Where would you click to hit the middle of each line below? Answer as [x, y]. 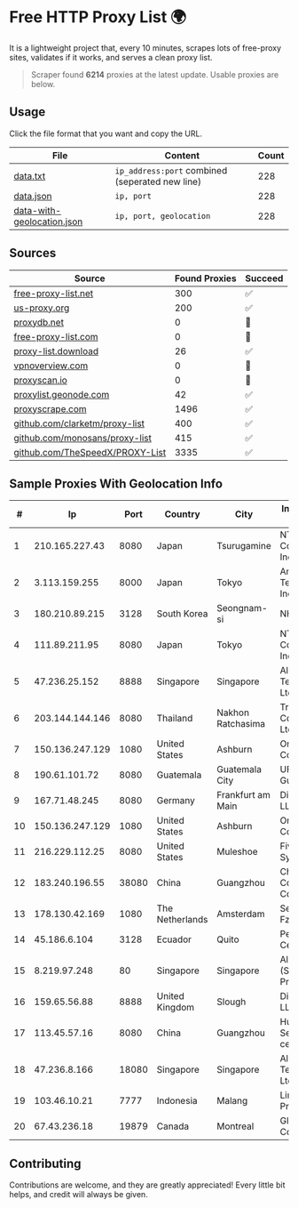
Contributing [45, 1163]
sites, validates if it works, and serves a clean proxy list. [111, 57]
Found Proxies [205, 278]
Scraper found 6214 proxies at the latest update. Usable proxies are [155, 74]
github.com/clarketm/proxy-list [79, 423]
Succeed [264, 278]
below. [43, 84]
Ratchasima [241, 724]
